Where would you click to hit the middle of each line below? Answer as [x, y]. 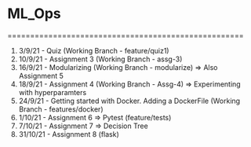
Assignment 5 [41, 75]
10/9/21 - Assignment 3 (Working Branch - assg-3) [100, 59]
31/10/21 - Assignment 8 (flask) [69, 134]
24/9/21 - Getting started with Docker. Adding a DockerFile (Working [129, 101]
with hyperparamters [53, 92]
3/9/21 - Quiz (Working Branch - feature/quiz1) [94, 50]
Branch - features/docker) [61, 109]
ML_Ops [35, 14]
